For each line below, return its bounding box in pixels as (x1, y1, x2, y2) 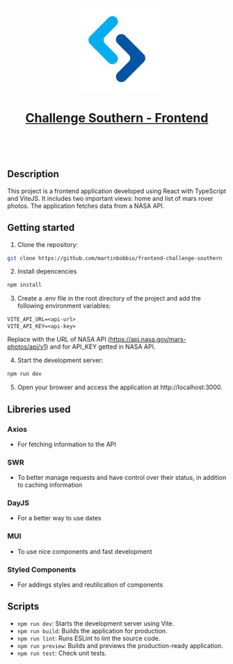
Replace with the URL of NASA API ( (7, 335, 111, 344)
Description (7, 168, 59, 180)
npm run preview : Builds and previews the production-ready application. (17, 641, 224, 649)
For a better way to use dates (17, 514, 102, 522)
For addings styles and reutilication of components (17, 580, 163, 589)
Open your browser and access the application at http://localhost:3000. (17, 383, 223, 391)
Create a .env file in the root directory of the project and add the (17, 294, 202, 303)
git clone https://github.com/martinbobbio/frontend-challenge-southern (7, 255, 223, 262)
